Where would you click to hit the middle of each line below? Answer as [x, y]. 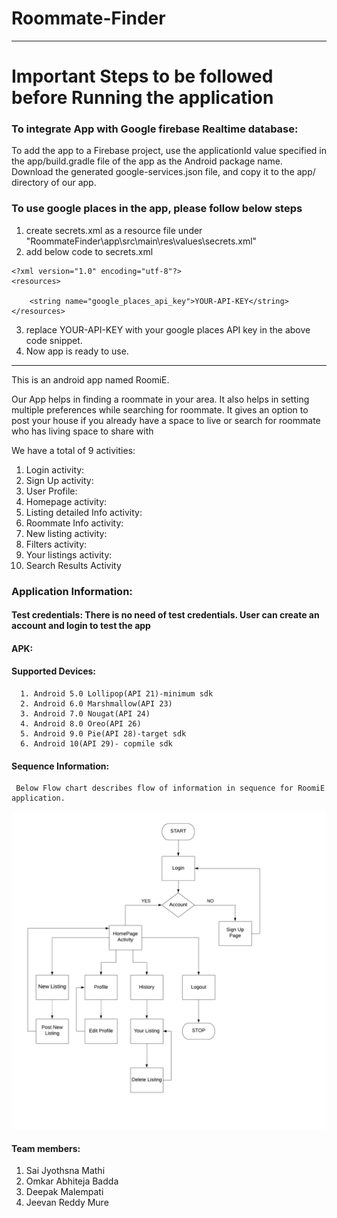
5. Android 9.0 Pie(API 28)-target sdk [103, 734]
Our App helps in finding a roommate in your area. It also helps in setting [160, 399]
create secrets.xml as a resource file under [114, 230]
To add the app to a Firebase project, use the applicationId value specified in [169, 151]
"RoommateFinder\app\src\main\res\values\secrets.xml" [141, 241]
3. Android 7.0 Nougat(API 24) [85, 714]
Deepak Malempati [64, 1192]
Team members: [46, 1148]
